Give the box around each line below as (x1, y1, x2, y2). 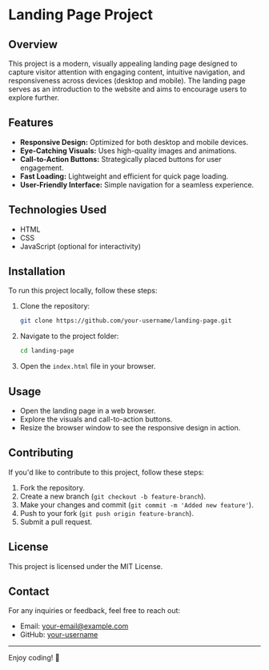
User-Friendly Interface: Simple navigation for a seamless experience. (19, 180, 255, 189)
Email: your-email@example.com (19, 621, 129, 631)
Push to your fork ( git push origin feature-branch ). (19, 508, 195, 518)
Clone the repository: (19, 301, 90, 311)
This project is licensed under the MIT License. (8, 561, 163, 571)
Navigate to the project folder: (19, 331, 119, 341)
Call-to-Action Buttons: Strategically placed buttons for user (19, 154, 222, 163)
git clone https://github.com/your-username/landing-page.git (19, 317, 232, 325)
